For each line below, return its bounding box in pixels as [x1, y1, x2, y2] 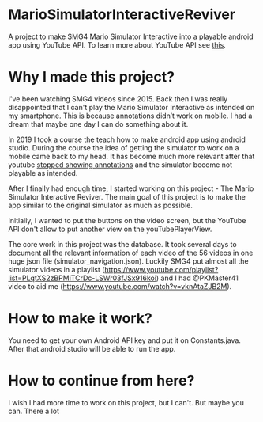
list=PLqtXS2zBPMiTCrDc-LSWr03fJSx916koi [8, 273, 156, 283]
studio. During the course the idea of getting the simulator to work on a [8, 143, 239, 152]
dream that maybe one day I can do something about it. [8, 119, 189, 128]
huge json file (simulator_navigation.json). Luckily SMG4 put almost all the [8, 256, 249, 266]
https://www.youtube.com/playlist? [104, 264, 219, 274]
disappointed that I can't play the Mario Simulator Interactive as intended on [8, 102, 255, 112]
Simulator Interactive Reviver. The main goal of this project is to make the [8, 192, 246, 201]
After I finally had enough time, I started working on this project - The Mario [8, 184, 254, 193]
